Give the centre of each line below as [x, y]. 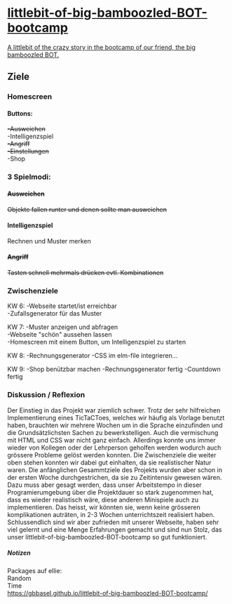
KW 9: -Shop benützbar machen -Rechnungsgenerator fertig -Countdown [114, 369]
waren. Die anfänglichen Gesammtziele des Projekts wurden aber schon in [115, 470]
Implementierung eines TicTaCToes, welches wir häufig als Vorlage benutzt [116, 417]
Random [19, 578]
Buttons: [20, 113]
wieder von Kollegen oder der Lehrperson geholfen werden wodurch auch [114, 448]
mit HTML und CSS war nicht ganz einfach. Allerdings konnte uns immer [111, 440]
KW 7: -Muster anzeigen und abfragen [63, 327]
